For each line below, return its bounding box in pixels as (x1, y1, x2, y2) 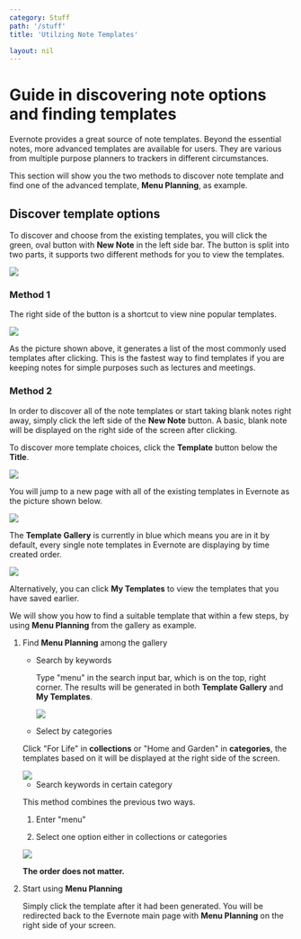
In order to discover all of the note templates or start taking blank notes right (9, 405, 292, 416)
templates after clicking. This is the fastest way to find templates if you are (9, 353, 285, 364)
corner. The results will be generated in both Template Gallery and (35, 682, 284, 692)
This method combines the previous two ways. (22, 796, 196, 807)
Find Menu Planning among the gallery (22, 637, 168, 648)
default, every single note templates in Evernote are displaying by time (9, 539, 270, 550)
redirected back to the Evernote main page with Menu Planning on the (22, 910, 285, 921)
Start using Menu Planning (22, 883, 123, 894)
